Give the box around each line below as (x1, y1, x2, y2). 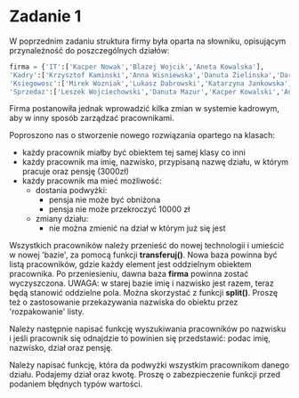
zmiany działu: (35, 214, 89, 224)
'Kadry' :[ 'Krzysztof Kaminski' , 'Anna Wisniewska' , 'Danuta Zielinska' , (9, 70, 277, 79)
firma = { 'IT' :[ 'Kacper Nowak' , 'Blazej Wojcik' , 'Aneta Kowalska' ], (9, 62, 265, 71)
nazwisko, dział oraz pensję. (9, 343, 113, 353)
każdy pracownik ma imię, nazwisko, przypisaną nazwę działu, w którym (21, 157, 289, 167)
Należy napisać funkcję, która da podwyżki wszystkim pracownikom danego (9, 360, 290, 370)
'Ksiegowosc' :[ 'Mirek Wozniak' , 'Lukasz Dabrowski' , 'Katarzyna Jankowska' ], (9, 78, 296, 88)
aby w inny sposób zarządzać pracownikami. (9, 113, 175, 124)
